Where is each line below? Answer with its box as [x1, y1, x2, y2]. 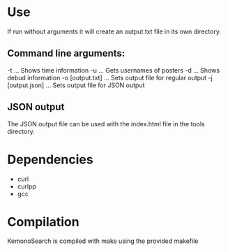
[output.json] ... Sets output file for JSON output [7, 81, 145, 89]
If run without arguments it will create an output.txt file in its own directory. [7, 27, 222, 36]
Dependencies [7, 151, 93, 168]
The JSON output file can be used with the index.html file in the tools [7, 119, 205, 128]
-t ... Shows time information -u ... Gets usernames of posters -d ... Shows [7, 66, 220, 74]
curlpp [17, 182, 37, 191]
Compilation [7, 214, 79, 230]
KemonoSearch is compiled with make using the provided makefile [7, 237, 199, 245]
